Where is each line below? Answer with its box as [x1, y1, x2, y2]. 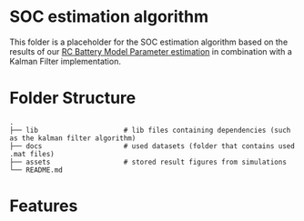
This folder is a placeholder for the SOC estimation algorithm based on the [9, 36, 289, 47]
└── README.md [9, 166, 64, 175]
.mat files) [9, 149, 55, 158]
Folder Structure [9, 88, 137, 108]
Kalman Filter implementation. [9, 55, 121, 66]
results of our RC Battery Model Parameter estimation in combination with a [9, 45, 293, 56]
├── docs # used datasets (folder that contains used [9, 141, 296, 151]
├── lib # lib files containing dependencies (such [9, 126, 291, 135]
